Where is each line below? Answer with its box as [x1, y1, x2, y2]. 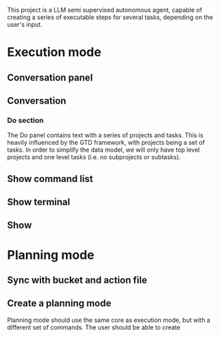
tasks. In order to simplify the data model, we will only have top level [7, 146, 200, 154]
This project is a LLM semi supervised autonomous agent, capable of [7, 6, 202, 14]
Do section [7, 115, 44, 125]
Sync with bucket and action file [7, 275, 147, 286]
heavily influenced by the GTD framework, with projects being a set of [7, 139, 206, 147]
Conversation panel [7, 71, 93, 83]
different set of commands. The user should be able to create [7, 323, 180, 332]
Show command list [7, 173, 94, 185]
